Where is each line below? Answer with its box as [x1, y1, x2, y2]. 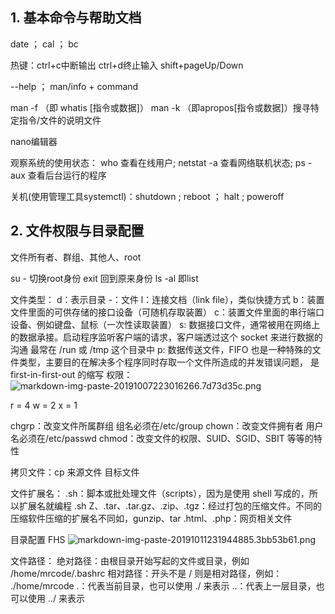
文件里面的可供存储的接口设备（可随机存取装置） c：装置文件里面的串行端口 [10, 306, 325, 318]
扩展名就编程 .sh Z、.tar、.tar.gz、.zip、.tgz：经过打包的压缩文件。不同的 [18, 499, 323, 512]
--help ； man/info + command [10, 80, 139, 92]
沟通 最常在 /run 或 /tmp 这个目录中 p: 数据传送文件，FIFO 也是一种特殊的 [10, 343, 313, 355]
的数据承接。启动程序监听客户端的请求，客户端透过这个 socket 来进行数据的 [10, 331, 323, 343]
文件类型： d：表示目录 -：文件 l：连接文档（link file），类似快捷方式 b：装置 [10, 293, 325, 305]
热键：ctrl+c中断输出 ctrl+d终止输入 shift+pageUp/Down [10, 59, 244, 71]
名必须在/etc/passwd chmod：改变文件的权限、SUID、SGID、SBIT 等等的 [10, 432, 314, 444]
